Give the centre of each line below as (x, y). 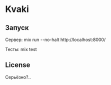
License (18, 65)
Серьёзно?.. (18, 77)
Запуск (17, 28)
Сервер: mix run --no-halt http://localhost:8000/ (55, 39)
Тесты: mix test (21, 49)
